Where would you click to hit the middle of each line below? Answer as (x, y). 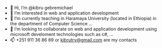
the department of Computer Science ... (51, 23)
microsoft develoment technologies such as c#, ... (62, 34)
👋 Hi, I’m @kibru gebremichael (41, 8)
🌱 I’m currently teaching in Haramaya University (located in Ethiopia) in (83, 18)
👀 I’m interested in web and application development (64, 13)
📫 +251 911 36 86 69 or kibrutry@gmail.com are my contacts (73, 40)
